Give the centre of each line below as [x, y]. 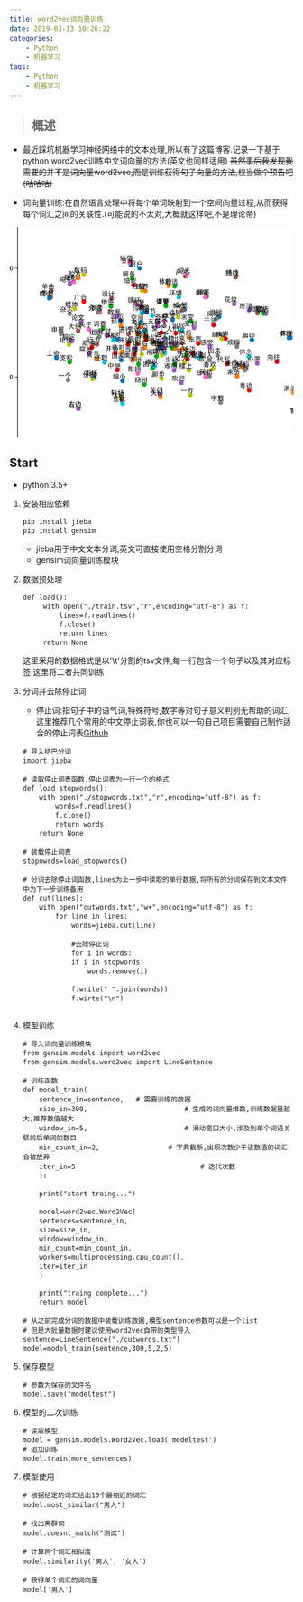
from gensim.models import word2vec [91, 1053]
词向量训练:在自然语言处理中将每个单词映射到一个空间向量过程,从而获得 [155, 202]
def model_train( [55, 1090]
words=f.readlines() [94, 806]
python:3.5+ [45, 484]
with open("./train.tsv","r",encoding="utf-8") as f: [146, 606]
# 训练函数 [40, 1081]
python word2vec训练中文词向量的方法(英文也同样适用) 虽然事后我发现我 [158, 160]
